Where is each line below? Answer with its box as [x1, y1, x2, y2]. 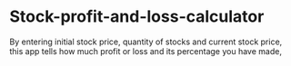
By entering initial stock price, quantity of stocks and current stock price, [9, 36, 283, 47]
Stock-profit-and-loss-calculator [9, 6, 265, 27]
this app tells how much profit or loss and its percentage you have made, [9, 45, 282, 56]
